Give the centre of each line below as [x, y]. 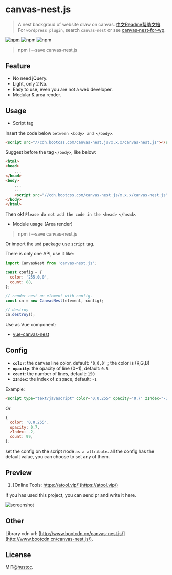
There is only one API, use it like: [40, 254]
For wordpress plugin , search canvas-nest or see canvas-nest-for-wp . [92, 30]
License [18, 555]
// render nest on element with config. [49, 296]
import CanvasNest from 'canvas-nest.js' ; [51, 263]
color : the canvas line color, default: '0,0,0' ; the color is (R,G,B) [81, 363]
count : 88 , [21, 282]
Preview [19, 473]
